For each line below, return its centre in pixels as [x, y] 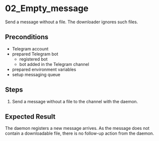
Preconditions [27, 37]
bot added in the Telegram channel [54, 64]
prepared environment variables [44, 69]
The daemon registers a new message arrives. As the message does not [77, 128]
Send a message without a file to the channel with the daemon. [75, 101]
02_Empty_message [47, 8]
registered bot [33, 59]
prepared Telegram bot [35, 54]
